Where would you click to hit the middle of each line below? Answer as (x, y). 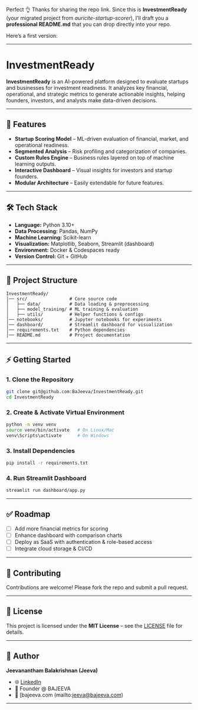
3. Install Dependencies (41, 450)
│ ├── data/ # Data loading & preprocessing (77, 304)
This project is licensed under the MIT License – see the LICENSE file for (94, 625)
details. (15, 632)
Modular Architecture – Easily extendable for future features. (89, 183)
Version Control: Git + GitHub (51, 256)
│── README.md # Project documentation (68, 335)
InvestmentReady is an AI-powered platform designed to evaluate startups (97, 81)
